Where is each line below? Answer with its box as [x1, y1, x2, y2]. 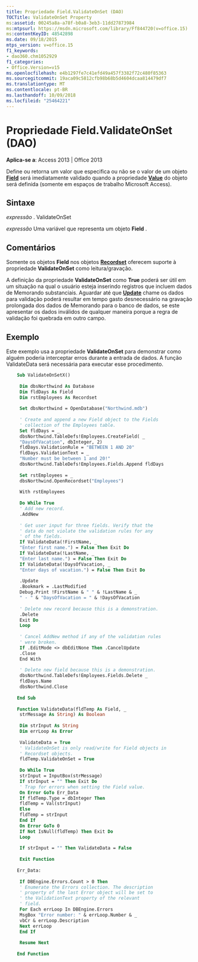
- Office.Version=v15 [6, 64, 60, 71]
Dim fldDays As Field [19, 389, 73, 395]
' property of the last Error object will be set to [19, 890, 153, 896]
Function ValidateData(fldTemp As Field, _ [17, 706, 127, 712]
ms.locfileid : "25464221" [6, 98, 70, 104]
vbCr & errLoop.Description [19, 917, 89, 924]
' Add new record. [19, 506, 66, 512]
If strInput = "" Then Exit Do [19, 778, 97, 784]
